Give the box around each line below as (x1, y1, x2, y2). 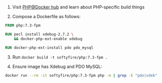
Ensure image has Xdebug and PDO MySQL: (12, 63, 102, 69)
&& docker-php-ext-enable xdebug (14, 36, 83, 41)
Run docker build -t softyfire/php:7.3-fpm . (12, 54, 108, 60)
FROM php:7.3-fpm (5, 23, 41, 28)
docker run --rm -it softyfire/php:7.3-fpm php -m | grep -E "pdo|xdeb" (5, 73, 158, 78)
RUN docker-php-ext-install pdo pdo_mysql (5, 45, 94, 50)
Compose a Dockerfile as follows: (12, 14, 81, 19)
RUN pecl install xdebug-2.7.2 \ (5, 32, 74, 37)
